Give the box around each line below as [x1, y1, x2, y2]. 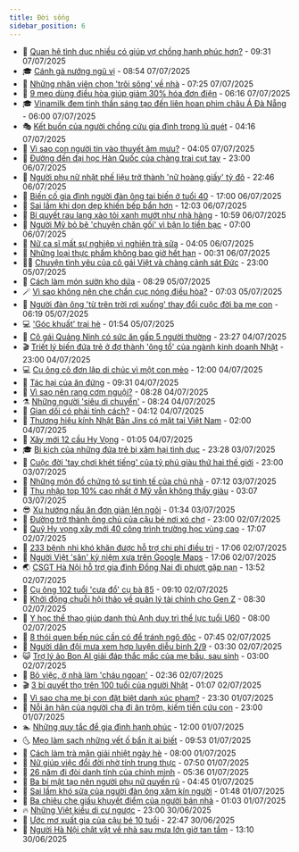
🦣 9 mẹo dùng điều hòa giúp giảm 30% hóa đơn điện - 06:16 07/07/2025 [21, 88, 291, 98]
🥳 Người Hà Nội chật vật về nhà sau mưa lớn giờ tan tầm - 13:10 [21, 823, 254, 835]
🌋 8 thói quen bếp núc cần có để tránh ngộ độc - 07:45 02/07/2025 [21, 631, 271, 642]
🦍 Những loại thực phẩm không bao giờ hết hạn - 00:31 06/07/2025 [21, 247, 270, 258]
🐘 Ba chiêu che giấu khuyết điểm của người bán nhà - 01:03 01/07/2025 [21, 795, 287, 806]
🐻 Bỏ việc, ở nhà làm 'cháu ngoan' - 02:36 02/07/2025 [21, 669, 224, 680]
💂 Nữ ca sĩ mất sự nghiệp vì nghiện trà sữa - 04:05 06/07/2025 [21, 238, 254, 248]
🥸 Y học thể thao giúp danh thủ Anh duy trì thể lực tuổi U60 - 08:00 [21, 613, 270, 623]
